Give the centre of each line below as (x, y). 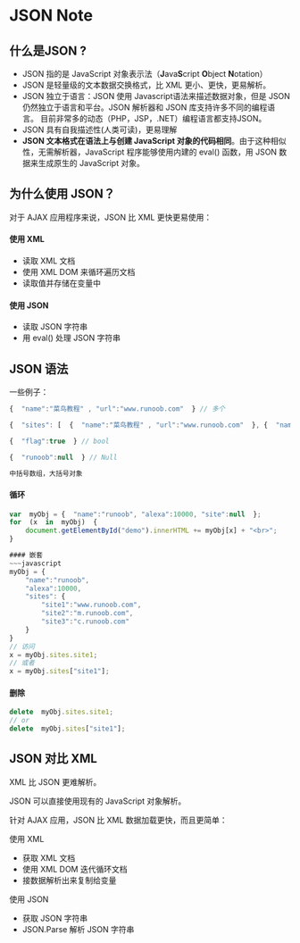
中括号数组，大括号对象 (46, 473)
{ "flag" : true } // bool (59, 441)
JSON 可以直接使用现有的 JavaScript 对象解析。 (98, 801)
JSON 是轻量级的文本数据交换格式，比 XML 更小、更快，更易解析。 (146, 85)
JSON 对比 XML (54, 759)
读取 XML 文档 (49, 261)
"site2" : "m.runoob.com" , (87, 613)
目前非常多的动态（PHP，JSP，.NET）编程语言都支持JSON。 (153, 118)
